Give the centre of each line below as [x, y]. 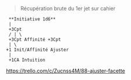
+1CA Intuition [27, 60]
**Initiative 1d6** [32, 19]
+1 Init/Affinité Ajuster [37, 50]
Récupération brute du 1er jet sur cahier [68, 8]
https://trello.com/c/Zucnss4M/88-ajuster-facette [65, 71]
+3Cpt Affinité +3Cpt [35, 40]
